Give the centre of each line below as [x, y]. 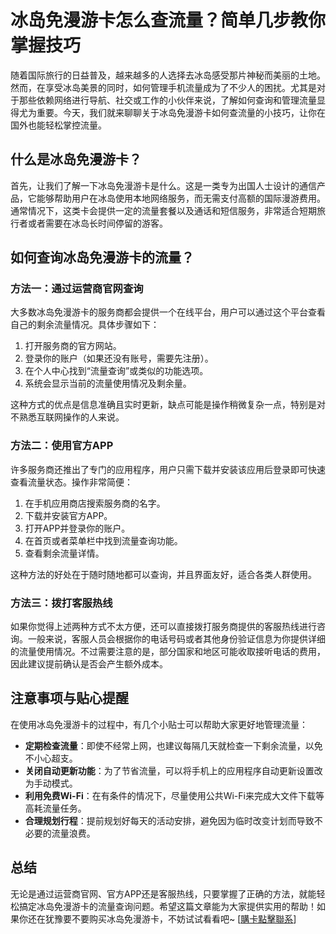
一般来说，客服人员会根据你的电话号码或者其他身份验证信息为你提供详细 [176, 639]
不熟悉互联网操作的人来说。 [67, 417]
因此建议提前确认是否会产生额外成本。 [89, 664]
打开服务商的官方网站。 [73, 346]
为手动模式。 [51, 783]
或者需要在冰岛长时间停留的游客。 [97, 223]
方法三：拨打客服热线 [61, 603]
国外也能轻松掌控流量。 [58, 125]
